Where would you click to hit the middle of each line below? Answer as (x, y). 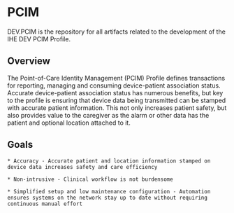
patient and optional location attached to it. (69, 123)
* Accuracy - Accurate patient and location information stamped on (109, 161)
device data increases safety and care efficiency (82, 167)
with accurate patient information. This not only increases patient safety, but (117, 108)
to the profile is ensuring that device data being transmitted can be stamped (117, 100)
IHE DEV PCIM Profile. (39, 39)
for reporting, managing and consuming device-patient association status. (114, 85)
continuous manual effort (45, 204)
